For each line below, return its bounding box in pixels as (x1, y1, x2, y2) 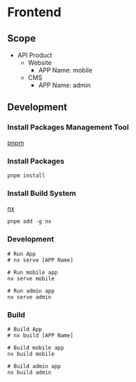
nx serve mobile (7, 275, 55, 282)
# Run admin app (7, 287, 55, 295)
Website (27, 58, 52, 67)
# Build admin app (7, 362, 61, 370)
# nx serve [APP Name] (7, 257, 74, 264)
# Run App (7, 250, 36, 257)
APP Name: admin (38, 81, 91, 89)
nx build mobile (7, 350, 55, 357)
